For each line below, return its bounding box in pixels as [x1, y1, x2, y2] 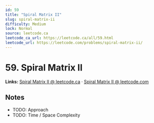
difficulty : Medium [5, 21, 46, 27]
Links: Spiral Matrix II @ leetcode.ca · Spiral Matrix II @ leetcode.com [5, 79, 149, 85]
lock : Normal [5, 26, 33, 31]
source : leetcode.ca [5, 31, 49, 36]
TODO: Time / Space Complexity [12, 112, 81, 118]
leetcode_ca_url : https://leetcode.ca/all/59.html [5, 36, 114, 41]
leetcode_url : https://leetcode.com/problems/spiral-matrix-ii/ [5, 40, 143, 45]
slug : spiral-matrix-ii [5, 17, 55, 22]
